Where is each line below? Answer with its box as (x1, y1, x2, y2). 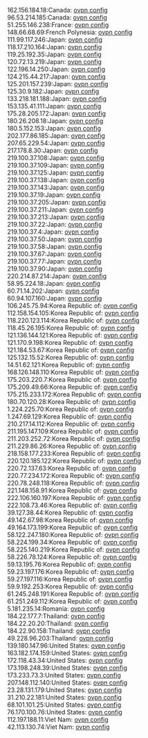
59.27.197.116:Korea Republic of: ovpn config (7, 575, 133, 583)
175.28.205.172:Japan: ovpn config (7, 109, 106, 118)
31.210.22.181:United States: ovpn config (7, 693, 122, 701)
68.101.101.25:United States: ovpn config (7, 700, 122, 709)
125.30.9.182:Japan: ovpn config (7, 87, 100, 95)
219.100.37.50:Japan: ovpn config (7, 235, 102, 243)
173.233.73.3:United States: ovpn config (7, 671, 121, 679)
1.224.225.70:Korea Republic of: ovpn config (7, 405, 134, 413)
